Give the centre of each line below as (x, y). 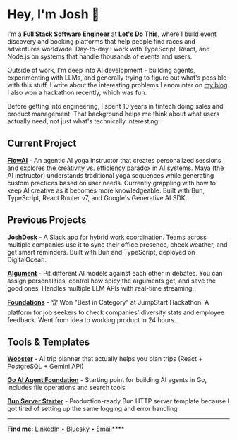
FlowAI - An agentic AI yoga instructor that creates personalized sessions (114, 160)
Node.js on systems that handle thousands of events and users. (100, 56)
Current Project (42, 143)
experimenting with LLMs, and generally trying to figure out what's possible (117, 78)
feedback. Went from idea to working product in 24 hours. (92, 319)
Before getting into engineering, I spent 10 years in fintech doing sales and (115, 106)
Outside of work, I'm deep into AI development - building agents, (101, 70)
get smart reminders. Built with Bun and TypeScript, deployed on (101, 252)
